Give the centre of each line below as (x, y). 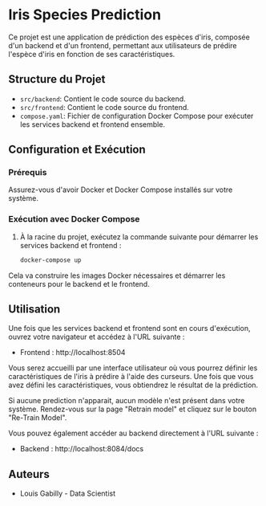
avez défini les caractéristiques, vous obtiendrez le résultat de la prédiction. (133, 385)
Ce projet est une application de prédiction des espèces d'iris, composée (129, 37)
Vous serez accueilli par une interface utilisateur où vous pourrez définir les (133, 368)
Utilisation (34, 309)
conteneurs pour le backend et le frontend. (79, 284)
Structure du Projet (57, 79)
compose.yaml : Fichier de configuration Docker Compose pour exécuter (137, 116)
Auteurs (29, 474)
